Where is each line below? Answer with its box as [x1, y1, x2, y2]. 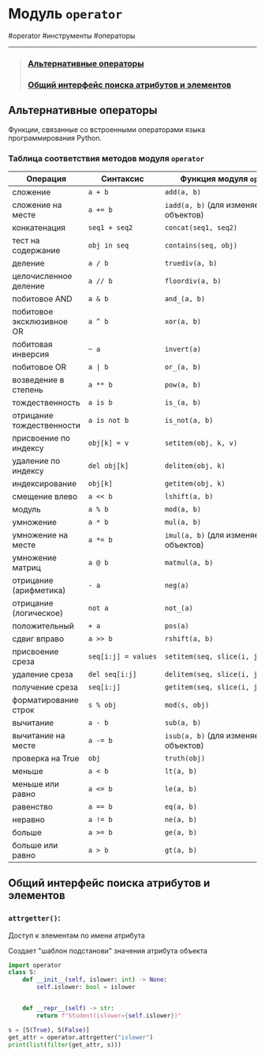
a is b [88, 398, 113, 407]
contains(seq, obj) [164, 240, 238, 250]
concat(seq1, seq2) [164, 223, 238, 232]
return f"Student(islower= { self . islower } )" [36, 1011, 181, 1020]
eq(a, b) [164, 802, 197, 811]
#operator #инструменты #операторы [8, 31, 136, 40]
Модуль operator [8, 5, 123, 23]
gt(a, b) [164, 845, 197, 855]
